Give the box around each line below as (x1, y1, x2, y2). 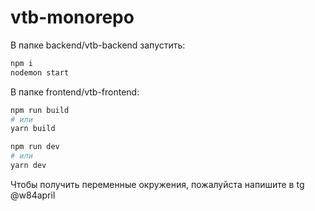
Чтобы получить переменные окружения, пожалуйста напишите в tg (10, 178, 305, 190)
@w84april (10, 189, 56, 201)
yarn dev (10, 161, 47, 171)
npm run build (10, 105, 70, 115)
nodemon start (10, 67, 70, 78)
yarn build (10, 124, 56, 134)
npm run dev (10, 142, 60, 152)
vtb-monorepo (10, 6, 135, 29)
